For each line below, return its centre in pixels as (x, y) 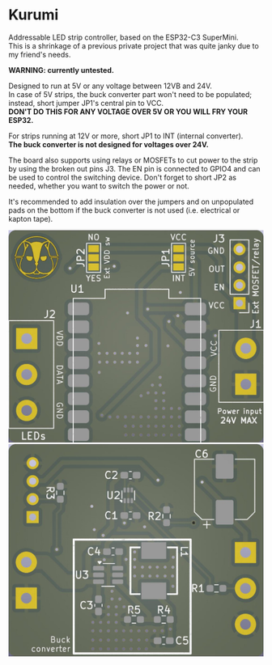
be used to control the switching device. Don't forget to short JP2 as (123, 177)
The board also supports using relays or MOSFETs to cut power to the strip (133, 160)
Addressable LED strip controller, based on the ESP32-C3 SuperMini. (123, 37)
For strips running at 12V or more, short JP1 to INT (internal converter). (126, 136)
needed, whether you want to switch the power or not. (99, 186)
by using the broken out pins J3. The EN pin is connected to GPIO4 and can (134, 168)
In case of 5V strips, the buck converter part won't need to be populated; (130, 94)
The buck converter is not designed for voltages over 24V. (108, 144)
